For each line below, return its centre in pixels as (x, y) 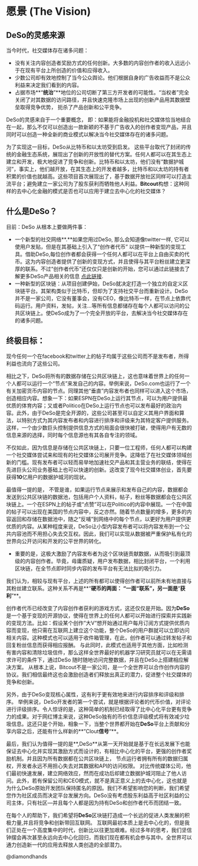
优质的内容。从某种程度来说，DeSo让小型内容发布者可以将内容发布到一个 (95, 526)
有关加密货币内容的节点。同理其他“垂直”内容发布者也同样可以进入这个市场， (99, 391)
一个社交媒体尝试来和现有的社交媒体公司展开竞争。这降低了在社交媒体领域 (96, 455)
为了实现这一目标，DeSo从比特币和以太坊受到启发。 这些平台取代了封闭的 (96, 147)
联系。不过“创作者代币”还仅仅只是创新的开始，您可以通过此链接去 (105, 269)
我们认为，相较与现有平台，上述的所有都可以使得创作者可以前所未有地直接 (96, 581)
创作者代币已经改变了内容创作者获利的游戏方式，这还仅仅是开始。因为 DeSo (98, 608)
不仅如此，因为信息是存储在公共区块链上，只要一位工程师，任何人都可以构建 (99, 447)
